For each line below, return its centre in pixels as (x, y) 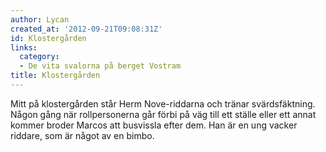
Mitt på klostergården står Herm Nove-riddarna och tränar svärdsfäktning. (163, 103)
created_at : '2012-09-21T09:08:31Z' (86, 29)
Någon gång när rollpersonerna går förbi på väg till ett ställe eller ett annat (163, 114)
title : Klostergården (55, 76)
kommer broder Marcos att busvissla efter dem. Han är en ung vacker (154, 125)
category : (39, 57)
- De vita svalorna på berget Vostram (100, 66)
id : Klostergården (48, 38)
